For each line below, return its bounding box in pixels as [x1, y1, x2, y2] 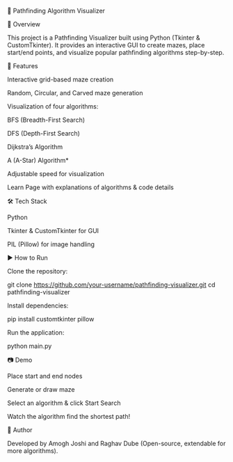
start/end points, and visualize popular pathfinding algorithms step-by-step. [7, 49, 225, 56]
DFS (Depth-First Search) [7, 129, 80, 137]
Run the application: [7, 328, 65, 337]
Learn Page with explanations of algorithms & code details [7, 183, 174, 191]
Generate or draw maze [7, 385, 75, 393]
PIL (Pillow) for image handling [7, 240, 95, 248]
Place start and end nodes [7, 372, 83, 380]
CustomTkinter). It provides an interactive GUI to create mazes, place [7, 41, 205, 49]
